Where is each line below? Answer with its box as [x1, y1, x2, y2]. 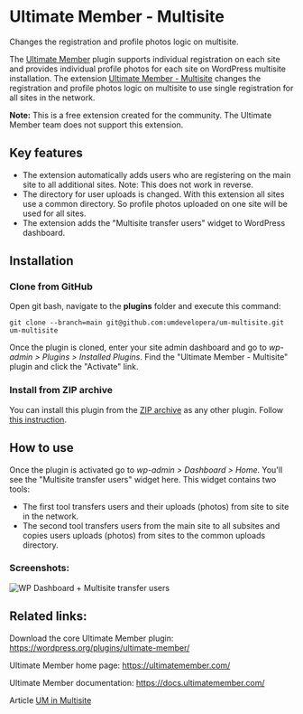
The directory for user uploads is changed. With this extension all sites [22, 188, 285, 200]
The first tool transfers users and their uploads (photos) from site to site [22, 501, 289, 512]
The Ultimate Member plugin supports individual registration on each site [9, 53, 281, 64]
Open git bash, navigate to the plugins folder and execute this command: [9, 301, 281, 312]
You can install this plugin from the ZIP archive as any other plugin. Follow [9, 404, 284, 415]
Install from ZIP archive [9, 384, 114, 397]
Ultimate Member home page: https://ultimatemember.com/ [9, 660, 231, 671]
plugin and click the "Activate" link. [9, 362, 139, 372]
